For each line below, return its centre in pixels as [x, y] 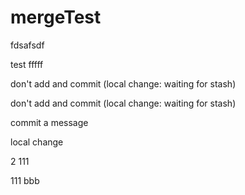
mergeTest [56, 17]
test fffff [27, 64]
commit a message [49, 122]
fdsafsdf [27, 45]
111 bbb [25, 180]
